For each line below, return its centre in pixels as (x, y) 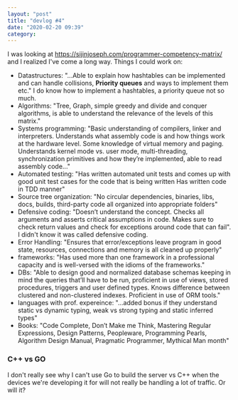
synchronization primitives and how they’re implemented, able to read (120, 159)
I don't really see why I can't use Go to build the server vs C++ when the (113, 374)
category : (22, 34)
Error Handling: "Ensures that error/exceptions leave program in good (119, 242)
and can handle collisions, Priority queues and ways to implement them (123, 83)
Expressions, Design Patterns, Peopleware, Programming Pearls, (112, 333)
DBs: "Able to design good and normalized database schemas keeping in (124, 272)
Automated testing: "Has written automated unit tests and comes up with (124, 174)
